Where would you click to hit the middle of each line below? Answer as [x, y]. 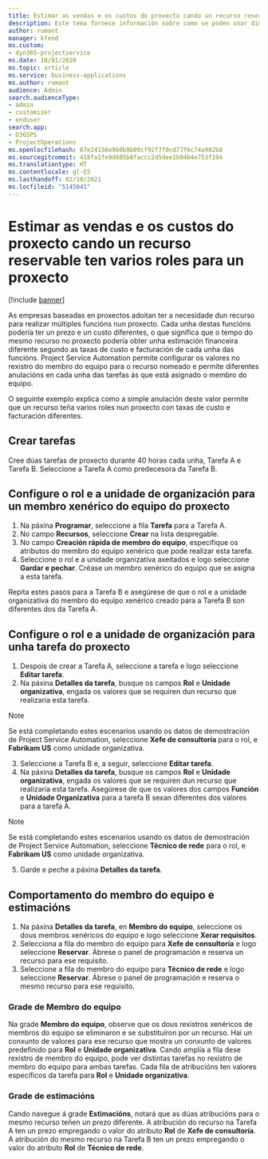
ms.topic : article [39, 68]
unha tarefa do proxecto [69, 646]
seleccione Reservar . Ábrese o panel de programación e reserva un [132, 952]
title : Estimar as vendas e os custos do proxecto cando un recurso [124, 16]
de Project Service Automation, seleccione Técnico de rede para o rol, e [127, 846]
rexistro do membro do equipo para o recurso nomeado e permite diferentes [134, 366]
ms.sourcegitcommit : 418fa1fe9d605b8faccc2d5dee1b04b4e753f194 [116, 157]
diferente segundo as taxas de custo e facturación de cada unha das [121, 349]
